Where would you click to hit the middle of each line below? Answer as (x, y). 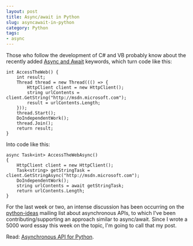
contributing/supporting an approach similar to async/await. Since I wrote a (97, 219)
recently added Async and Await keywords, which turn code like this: (89, 61)
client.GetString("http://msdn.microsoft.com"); (66, 98)
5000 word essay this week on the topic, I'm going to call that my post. (92, 225)
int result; (31, 77)
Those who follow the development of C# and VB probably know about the (96, 55)
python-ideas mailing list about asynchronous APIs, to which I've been (91, 213)
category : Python (27, 28)
